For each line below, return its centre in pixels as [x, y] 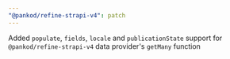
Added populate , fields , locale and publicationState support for [115, 38]
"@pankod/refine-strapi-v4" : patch [67, 15]
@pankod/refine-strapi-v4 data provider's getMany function [104, 46]
